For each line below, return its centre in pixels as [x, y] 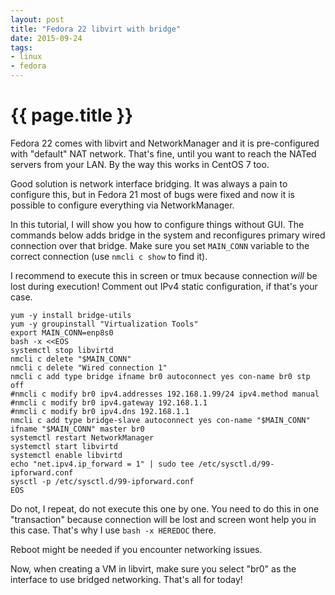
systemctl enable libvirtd [66, 455]
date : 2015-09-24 [46, 38]
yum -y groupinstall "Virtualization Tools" [104, 324]
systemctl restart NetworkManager [82, 437]
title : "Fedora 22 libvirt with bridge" [96, 29]
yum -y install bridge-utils [71, 315]
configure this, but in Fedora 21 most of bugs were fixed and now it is [152, 194]
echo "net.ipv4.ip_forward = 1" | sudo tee [102, 464]
